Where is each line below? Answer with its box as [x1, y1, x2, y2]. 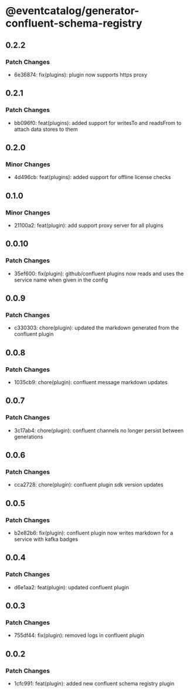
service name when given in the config [13, 276, 108, 283]
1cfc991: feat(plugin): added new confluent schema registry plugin [13, 680, 175, 687]
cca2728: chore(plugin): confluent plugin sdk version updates [13, 481, 164, 489]
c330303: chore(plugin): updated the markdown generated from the [13, 324, 179, 331]
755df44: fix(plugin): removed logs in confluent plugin [13, 632, 145, 639]
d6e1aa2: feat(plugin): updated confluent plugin [13, 583, 130, 590]
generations [13, 433, 43, 440]
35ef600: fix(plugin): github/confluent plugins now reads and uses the [13, 270, 184, 277]
